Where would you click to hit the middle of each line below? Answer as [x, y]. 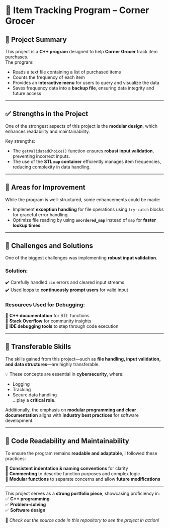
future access [27, 93]
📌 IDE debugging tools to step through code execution [62, 326]
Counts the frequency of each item [49, 77]
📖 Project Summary [36, 39]
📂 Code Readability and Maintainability [67, 441]
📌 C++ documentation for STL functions [47, 316]
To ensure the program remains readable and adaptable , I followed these [81, 453]
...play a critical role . [34, 400]
